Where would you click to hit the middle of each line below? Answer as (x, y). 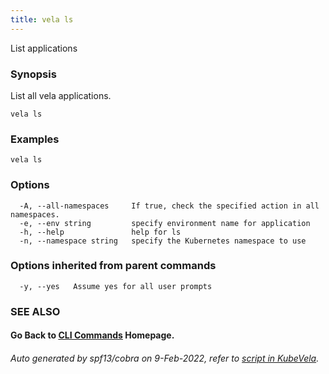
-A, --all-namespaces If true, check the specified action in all (169, 206)
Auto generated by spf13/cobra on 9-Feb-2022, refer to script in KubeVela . (165, 358)
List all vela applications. (61, 95)
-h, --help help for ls (100, 232)
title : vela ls (42, 19)
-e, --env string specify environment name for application (165, 223)
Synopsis (33, 74)
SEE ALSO (35, 311)
